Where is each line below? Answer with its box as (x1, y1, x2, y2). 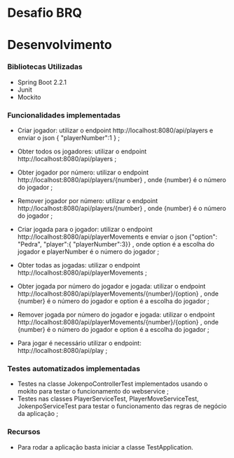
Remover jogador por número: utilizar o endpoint (17, 196, 158, 204)
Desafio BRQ (7, 5, 83, 21)
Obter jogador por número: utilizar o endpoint (17, 168, 149, 176)
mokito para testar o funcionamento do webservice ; (17, 387, 170, 396)
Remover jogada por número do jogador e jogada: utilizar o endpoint (17, 310, 215, 319)
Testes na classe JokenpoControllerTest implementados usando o (17, 380, 208, 388)
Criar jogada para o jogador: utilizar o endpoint (17, 225, 153, 233)
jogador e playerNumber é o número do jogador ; (17, 247, 160, 256)
